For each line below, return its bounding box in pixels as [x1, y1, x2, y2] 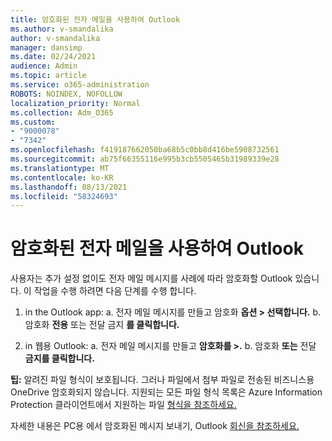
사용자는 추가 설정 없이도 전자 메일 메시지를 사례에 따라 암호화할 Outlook [10, 272, 293, 285]
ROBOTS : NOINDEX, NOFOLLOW [10, 89, 123, 99]
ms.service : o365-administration [10, 80, 150, 90]
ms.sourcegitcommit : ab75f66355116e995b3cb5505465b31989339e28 [10, 154, 280, 164]
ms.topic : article [10, 71, 87, 81]
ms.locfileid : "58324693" [10, 191, 118, 201]
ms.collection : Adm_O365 [10, 107, 114, 118]
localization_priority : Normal [10, 98, 141, 108]
